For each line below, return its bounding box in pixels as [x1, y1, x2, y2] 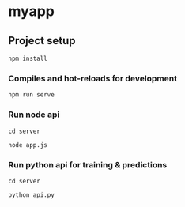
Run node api [8, 109, 60, 120]
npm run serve [8, 91, 55, 99]
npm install [8, 55, 47, 62]
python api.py [8, 190, 55, 199]
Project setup [8, 34, 77, 47]
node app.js [8, 141, 47, 149]
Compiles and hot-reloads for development [8, 73, 178, 84]
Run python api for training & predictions [8, 159, 168, 170]
